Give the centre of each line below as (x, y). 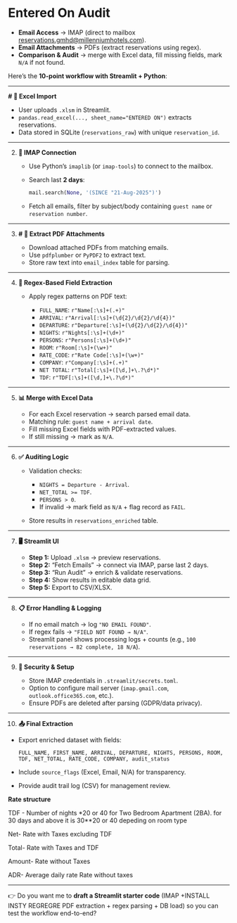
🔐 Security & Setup (46, 667)
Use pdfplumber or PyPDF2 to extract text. (87, 255)
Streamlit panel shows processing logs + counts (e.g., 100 (112, 639)
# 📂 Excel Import (32, 96)
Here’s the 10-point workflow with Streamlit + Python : (88, 76)
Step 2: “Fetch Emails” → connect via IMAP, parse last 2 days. (119, 565)
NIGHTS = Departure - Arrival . (84, 484)
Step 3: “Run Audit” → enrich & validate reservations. (106, 572)
